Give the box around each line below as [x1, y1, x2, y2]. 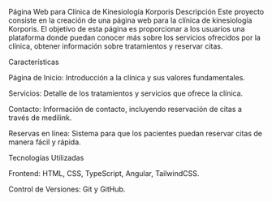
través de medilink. [8, 113, 72, 122]
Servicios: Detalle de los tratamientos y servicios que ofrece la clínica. [8, 88, 244, 98]
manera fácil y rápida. [8, 137, 81, 147]
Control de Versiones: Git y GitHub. [8, 184, 126, 194]
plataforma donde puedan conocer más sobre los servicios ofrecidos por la [8, 32, 261, 42]
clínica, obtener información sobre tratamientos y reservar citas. [8, 41, 223, 51]
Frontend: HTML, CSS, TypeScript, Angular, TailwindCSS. [8, 169, 200, 178]
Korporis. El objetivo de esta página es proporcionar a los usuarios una [8, 24, 245, 33]
